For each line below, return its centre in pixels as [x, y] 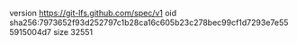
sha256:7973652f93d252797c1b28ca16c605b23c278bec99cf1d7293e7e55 [149, 22]
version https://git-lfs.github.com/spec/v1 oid [93, 13]
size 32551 [73, 32]
